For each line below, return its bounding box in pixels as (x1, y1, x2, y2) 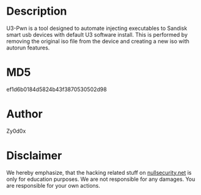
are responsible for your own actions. (6, 182, 101, 189)
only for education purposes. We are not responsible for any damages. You (6, 175, 196, 183)
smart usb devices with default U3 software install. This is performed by (6, 31, 188, 38)
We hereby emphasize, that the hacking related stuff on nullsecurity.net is (6, 169, 192, 176)
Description (6, 4, 67, 18)
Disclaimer (6, 149, 62, 163)
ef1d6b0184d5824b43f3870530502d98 (6, 86, 107, 93)
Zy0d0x (6, 127, 26, 134)
